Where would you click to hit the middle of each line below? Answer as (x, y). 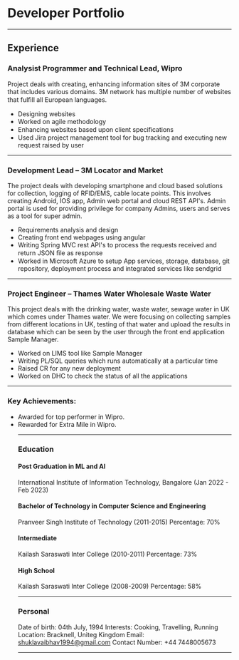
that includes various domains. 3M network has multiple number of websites (119, 91)
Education (36, 449)
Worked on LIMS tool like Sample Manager (80, 354)
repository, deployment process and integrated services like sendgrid (119, 268)
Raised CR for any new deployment (69, 368)
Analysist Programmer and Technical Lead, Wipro (95, 68)
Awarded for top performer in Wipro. (71, 417)
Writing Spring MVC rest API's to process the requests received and (117, 244)
